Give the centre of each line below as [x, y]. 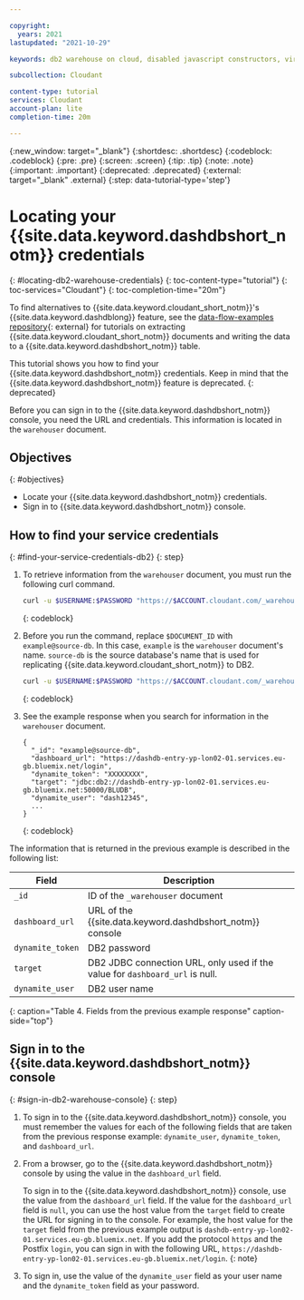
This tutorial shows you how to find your [84, 363]
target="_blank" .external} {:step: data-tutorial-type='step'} [120, 180]
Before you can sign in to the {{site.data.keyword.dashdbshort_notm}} [140, 410]
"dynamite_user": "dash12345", [90, 798]
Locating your [62, 216]
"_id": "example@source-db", [86, 750]
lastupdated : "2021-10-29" [60, 43]
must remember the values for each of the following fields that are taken [157, 1127]
